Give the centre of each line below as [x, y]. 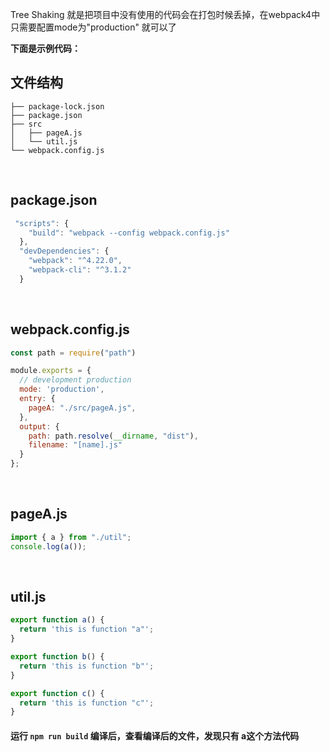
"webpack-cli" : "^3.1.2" [80, 270]
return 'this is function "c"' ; [87, 703]
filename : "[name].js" [75, 445]
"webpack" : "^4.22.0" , [75, 261]
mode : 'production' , [62, 389]
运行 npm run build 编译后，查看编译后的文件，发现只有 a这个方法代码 [155, 735]
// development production [75, 380]
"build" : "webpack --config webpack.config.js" [129, 233]
